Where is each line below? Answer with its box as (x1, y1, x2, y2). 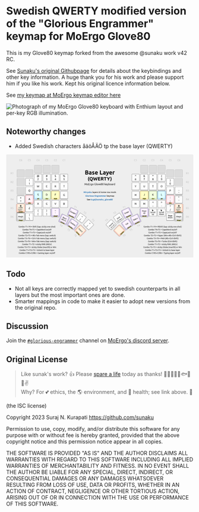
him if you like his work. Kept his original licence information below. (6, 79, 170, 87)
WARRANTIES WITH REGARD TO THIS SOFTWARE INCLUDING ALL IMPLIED (6, 456, 194, 463)
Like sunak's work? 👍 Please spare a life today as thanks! (20, 371, 163, 378)
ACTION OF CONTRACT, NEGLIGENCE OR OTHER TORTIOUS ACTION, (6, 488, 180, 495)
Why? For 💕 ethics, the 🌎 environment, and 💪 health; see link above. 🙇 (20, 388, 193, 396)
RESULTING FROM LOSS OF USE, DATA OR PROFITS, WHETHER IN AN (6, 482, 180, 489)
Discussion (6, 321, 49, 332)
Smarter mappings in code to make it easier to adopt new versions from (14, 297, 191, 305)
